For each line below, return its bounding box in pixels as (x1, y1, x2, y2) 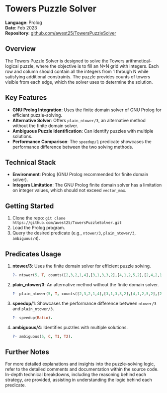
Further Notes (5, 348, 50, 356)
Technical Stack (5, 158, 56, 167)
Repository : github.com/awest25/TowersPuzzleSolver (5, 30, 117, 36)
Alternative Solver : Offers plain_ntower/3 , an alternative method (12, 117, 146, 123)
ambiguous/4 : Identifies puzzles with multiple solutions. (12, 324, 128, 330)
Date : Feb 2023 (5, 24, 37, 30)
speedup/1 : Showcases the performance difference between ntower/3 (12, 300, 157, 306)
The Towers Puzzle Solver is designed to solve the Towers (5, 58, 125, 64)
